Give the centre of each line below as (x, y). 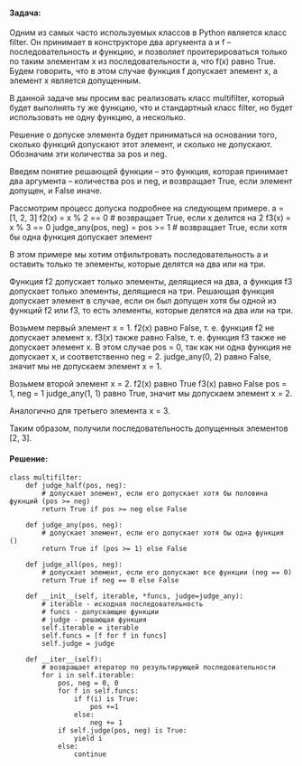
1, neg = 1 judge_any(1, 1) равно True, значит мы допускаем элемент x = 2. (151, 394)
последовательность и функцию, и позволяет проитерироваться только (148, 52)
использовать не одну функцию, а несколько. (98, 117)
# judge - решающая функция (94, 620)
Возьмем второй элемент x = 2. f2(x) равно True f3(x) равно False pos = (148, 384)
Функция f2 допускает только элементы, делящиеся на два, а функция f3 (151, 282)
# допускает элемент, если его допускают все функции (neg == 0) (167, 573)
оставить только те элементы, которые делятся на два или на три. (137, 264)
